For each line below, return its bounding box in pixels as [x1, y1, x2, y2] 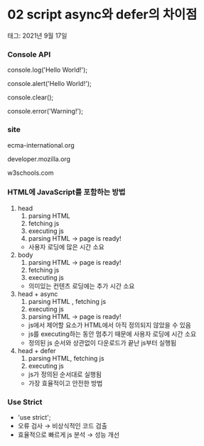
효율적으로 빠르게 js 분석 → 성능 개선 [17, 430, 119, 439]
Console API [7, 49, 51, 59]
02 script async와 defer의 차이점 [7, 6, 198, 23]
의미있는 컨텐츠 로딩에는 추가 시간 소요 [28, 281, 135, 290]
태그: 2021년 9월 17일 [7, 31, 68, 40]
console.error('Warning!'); [7, 107, 84, 116]
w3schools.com [7, 168, 55, 177]
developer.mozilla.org [7, 154, 71, 163]
